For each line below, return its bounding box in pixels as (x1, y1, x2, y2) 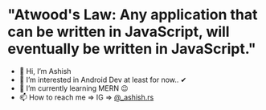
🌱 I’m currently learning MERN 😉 (18, 83, 129, 93)
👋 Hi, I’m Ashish (18, 66, 72, 75)
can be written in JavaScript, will (7, 22, 230, 41)
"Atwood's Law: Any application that (7, 6, 258, 24)
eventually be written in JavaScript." (7, 40, 256, 58)
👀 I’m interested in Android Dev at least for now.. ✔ (18, 75, 187, 84)
